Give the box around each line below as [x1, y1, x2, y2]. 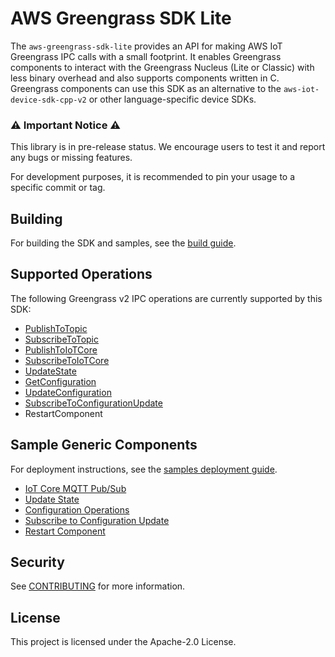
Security [10, 554, 65, 571]
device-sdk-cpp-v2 [10, 95, 87, 105]
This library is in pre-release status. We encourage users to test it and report [10, 141, 326, 153]
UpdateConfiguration [24, 386, 112, 398]
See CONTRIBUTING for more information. [10, 580, 186, 592]
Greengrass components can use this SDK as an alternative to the [10, 82, 282, 94]
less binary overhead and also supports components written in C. [10, 72, 280, 84]
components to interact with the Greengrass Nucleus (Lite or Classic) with [10, 61, 315, 73]
